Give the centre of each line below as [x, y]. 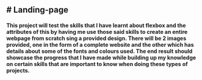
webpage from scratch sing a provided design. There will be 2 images [96, 38]
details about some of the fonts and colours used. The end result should [99, 51]
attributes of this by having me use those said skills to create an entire [97, 32]
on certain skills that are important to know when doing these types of [97, 64]
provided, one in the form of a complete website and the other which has [100, 44]
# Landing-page [38, 10]
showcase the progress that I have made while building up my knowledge [101, 58]
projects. [18, 70]
